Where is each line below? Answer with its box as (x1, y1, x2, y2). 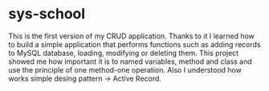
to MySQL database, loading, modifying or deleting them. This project (8, 48, 239, 57)
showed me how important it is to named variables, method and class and (8, 57, 253, 66)
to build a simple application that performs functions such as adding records (8, 39, 261, 49)
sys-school (8, 5, 86, 23)
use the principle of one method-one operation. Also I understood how (8, 65, 243, 74)
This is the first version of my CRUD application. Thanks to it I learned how (8, 31, 255, 41)
